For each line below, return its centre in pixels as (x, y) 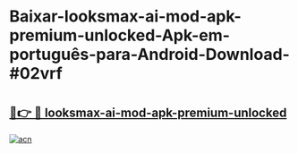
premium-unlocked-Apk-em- (120, 35)
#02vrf (36, 74)
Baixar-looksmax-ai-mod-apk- (125, 17)
